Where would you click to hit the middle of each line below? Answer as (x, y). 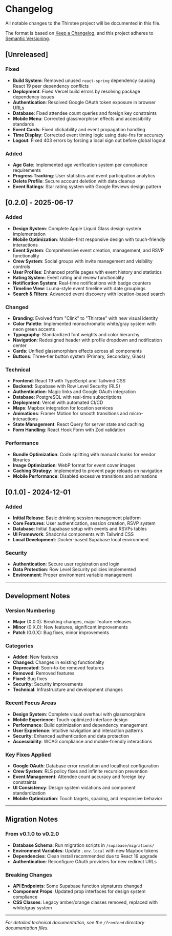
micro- (136, 414)
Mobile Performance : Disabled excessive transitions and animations (85, 476)
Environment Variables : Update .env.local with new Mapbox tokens (85, 850)
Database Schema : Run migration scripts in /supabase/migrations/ (83, 845)
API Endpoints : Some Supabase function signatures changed (77, 886)
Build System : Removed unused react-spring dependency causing (84, 80)
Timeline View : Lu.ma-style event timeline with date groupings (79, 288)
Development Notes (38, 596)
